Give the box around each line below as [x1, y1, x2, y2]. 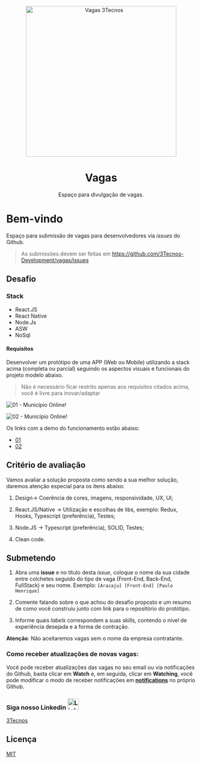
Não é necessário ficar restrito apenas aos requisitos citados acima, [20, 383, 190, 390]
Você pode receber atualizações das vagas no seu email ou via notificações [6, 664, 195, 671]
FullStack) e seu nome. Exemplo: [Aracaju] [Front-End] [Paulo [14, 582, 173, 589]
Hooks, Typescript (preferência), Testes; [14, 512, 116, 520]
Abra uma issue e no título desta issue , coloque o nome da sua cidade [14, 569, 190, 576]
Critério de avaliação [6, 460, 86, 470]
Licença [6, 734, 37, 744]
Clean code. [14, 535, 45, 542]
